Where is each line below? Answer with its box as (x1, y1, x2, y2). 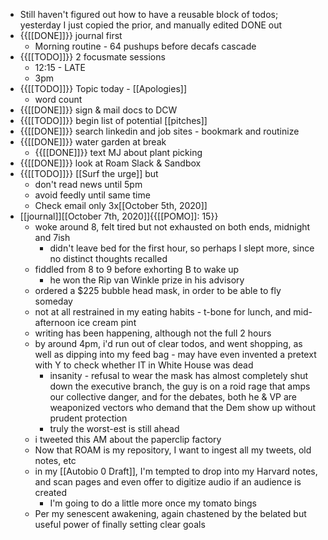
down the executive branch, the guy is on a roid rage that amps (49, 380, 311, 392)
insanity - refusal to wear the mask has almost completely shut (49, 370, 309, 381)
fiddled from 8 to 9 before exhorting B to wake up (34, 264, 240, 275)
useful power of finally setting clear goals (34, 519, 206, 530)
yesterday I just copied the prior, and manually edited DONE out (19, 19, 283, 31)
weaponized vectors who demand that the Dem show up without (49, 402, 317, 413)
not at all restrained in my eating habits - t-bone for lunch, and (34, 306, 292, 318)
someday (34, 295, 73, 307)
